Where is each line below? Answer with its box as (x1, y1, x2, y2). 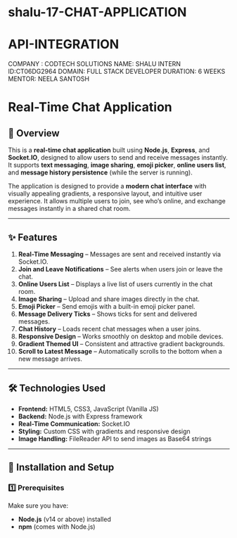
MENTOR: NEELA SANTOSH (8, 75, 90, 83)
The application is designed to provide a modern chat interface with (8, 182, 207, 191)
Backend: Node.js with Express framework (18, 412, 143, 421)
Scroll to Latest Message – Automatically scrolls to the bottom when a (18, 347, 222, 355)
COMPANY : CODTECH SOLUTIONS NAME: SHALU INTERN (8, 60, 181, 68)
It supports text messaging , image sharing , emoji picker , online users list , (8, 161, 226, 169)
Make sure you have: (8, 501, 69, 510)
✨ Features (8, 231, 58, 243)
